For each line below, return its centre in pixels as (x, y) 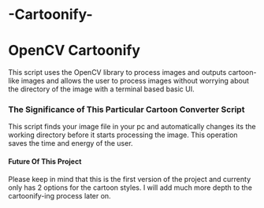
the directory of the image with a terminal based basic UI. (101, 89)
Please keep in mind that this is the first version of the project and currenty (130, 179)
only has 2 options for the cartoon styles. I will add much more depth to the (130, 188)
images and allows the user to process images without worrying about (135, 81)
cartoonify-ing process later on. (60, 195)
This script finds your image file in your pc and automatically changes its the (132, 127)
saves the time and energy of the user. (71, 143)
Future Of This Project (45, 162)
